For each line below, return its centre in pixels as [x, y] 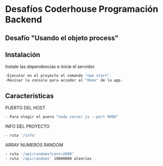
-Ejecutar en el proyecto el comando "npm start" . [58, 76]
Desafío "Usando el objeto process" [62, 38]
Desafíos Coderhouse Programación [82, 9]
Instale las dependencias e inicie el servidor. [50, 67]
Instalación [23, 55]
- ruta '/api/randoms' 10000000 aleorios [49, 159]
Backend [24, 20]
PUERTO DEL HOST [25, 108]
